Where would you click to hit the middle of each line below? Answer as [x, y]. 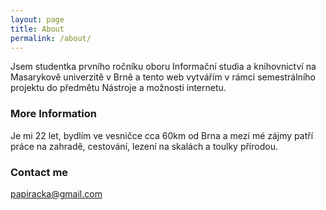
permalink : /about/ [51, 38]
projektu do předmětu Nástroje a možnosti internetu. [118, 88]
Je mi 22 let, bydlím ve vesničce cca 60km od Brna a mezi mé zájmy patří [162, 135]
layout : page [37, 19]
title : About [37, 29]
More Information [53, 114]
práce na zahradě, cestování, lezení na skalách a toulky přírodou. [144, 146]
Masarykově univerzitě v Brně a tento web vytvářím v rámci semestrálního [163, 77]
